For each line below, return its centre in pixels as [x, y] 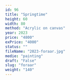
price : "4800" [20, 38]
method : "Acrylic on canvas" [35, 28]
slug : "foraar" [21, 65]
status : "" [16, 47]
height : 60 [16, 19]
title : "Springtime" [27, 14]
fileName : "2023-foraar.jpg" [35, 51]
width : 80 [15, 24]
